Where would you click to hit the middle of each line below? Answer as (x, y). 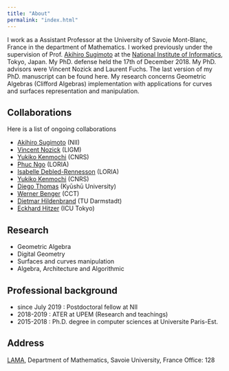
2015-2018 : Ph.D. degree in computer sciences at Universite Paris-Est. (118, 321)
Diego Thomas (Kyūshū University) (67, 186)
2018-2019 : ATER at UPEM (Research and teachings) (92, 314)
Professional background (63, 290)
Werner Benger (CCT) (48, 194)
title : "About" (29, 13)
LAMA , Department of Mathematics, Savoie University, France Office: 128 (111, 360)
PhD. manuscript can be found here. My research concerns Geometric (107, 76)
